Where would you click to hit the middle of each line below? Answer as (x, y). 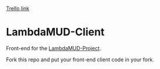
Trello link (18, 8)
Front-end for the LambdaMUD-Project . (53, 48)
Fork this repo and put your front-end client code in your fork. (80, 59)
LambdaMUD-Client (55, 32)
